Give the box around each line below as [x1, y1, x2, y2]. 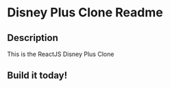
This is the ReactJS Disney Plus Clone [7, 50, 114, 58]
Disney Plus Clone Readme [7, 5, 163, 20]
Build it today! [7, 70, 68, 81]
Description [7, 32, 58, 44]
